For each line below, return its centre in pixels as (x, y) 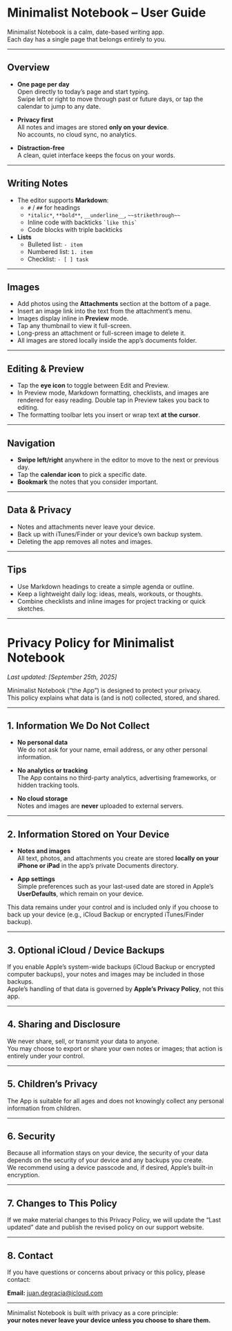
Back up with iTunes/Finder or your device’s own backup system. (110, 534)
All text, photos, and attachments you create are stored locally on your (118, 858)
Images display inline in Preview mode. (73, 318)
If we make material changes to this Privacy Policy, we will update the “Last (114, 1220)
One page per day (43, 84)
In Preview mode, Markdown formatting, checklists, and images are (113, 393)
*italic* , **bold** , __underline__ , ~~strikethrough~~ (104, 215)
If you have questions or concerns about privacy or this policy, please (106, 1272)
